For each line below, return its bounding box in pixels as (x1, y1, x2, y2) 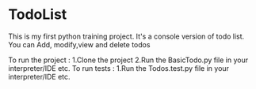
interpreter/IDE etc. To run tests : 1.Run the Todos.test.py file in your (8, 63, 230, 72)
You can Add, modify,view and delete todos (8, 39, 151, 49)
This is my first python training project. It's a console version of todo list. (8, 32, 245, 41)
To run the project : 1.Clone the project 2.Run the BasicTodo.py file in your (8, 55, 248, 65)
